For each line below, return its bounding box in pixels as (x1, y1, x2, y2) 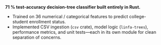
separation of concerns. (12, 34, 62, 40)
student (12, 19, 28, 24)
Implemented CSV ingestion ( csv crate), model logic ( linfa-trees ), (12, 24, 149, 30)
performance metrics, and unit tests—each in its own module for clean (12, 29, 157, 35)
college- (129, 14, 147, 19)
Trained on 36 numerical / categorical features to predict (12, 14, 128, 19)
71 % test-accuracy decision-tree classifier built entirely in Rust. (5, 4, 141, 10)
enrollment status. (29, 19, 66, 24)
